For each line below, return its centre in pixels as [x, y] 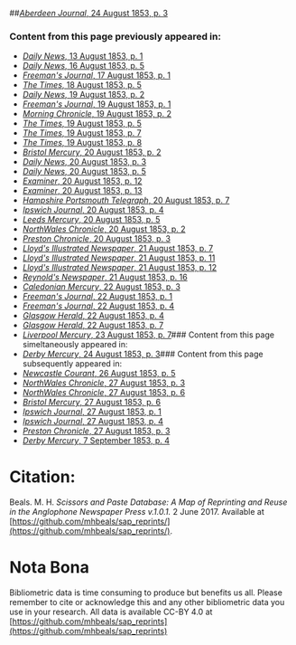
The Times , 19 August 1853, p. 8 [82, 143]
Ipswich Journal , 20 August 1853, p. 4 [93, 210]
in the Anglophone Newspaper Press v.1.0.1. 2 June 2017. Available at [137, 512]
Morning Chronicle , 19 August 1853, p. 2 [97, 114]
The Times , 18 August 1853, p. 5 [82, 85]
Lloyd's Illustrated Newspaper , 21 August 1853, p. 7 [118, 249]
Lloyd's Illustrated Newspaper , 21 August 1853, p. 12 [120, 268]
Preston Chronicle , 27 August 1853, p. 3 [96, 431]
